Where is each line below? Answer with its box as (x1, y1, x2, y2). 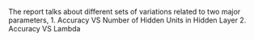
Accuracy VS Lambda (8, 24, 81, 33)
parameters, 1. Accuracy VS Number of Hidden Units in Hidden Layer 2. (8, 15, 247, 25)
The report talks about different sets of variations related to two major (8, 7, 241, 16)
